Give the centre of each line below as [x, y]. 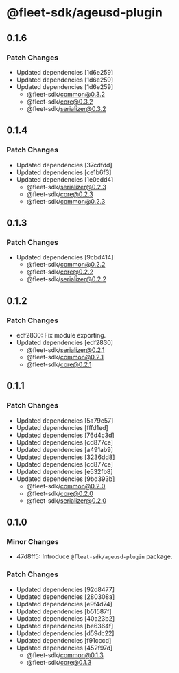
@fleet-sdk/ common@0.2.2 [66, 265]
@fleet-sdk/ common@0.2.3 [66, 201]
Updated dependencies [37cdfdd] [64, 165]
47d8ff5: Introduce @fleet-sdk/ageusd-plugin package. [94, 556]
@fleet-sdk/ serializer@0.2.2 [67, 279]
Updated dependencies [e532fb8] [65, 471]
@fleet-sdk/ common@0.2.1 [65, 357]
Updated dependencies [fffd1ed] [62, 427]
